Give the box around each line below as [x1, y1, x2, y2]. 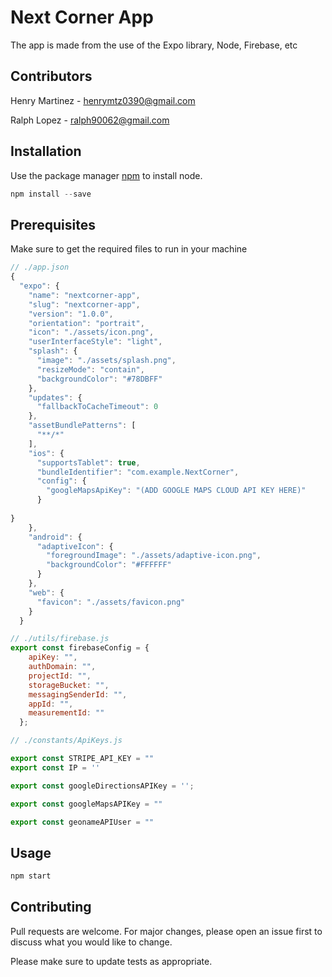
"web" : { [28, 587, 65, 598]
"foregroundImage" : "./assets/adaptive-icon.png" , [46, 551, 262, 561]
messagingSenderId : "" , [28, 689, 128, 700]
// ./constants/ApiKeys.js [10, 736, 123, 746]
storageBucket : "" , [28, 680, 110, 690]
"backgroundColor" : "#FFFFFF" [46, 560, 172, 570]
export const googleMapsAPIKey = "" [10, 799, 163, 809]
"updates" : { [28, 392, 83, 403]
